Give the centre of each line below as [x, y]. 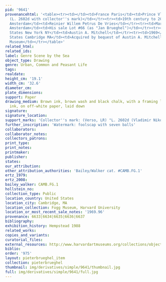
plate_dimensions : [24, 93]
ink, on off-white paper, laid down [47, 106]
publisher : [16, 157]
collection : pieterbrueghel [34, 263]
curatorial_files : [24, 240]
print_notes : [19, 148]
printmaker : [17, 152]
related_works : [21, 231]
